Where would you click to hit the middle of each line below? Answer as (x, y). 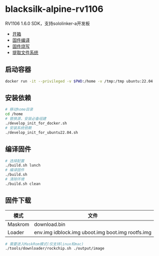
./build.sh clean (23, 184)
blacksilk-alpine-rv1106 (54, 9)
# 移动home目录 (19, 110)
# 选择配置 (15, 161)
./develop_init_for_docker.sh (36, 124)
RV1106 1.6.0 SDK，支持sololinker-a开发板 (48, 23)
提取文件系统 (25, 52)
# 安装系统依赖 (18, 128)
